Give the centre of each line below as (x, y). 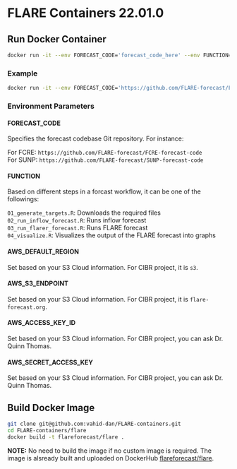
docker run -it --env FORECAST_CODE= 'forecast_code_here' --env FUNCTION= (120, 55)
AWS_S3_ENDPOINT (38, 283)
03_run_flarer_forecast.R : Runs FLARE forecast (78, 228)
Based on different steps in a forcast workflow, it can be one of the (104, 191)
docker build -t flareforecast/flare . (66, 437)
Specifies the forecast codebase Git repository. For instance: (96, 138)
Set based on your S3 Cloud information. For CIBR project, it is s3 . (103, 267)
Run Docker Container (57, 39)
